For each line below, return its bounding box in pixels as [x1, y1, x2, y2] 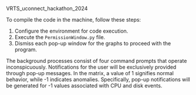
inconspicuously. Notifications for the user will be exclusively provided [6, 64, 177, 71]
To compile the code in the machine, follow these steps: [6, 16, 141, 23]
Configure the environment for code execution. [14, 27, 129, 34]
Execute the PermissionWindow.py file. [14, 34, 106, 40]
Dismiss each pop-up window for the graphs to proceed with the [14, 40, 171, 47]
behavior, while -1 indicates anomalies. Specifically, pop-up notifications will [6, 76, 191, 83]
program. [14, 46, 37, 53]
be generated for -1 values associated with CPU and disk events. [6, 82, 163, 89]
